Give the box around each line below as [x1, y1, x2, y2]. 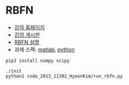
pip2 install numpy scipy [5, 57, 70, 64]
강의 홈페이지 [14, 24, 45, 31]
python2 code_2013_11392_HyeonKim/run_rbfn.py [5, 73, 123, 79]
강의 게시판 [14, 31, 40, 38]
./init [5, 68, 22, 74]
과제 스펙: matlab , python [14, 45, 75, 53]
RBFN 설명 [14, 38, 40, 45]
